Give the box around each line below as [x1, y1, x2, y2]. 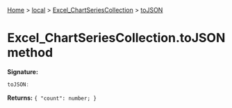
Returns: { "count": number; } [7, 93, 97, 102]
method [7, 45, 53, 61]
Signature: [7, 67, 38, 75]
